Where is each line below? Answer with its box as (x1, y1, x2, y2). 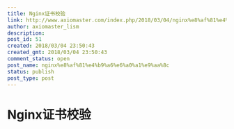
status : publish (7, 68, 54, 75)
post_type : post (7, 74, 54, 82)
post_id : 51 (7, 36, 42, 43)
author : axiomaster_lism (7, 23, 79, 30)
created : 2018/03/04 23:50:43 (7, 42, 95, 49)
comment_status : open (7, 55, 70, 62)
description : (7, 29, 45, 37)
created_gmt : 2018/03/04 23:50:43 (7, 49, 108, 56)
